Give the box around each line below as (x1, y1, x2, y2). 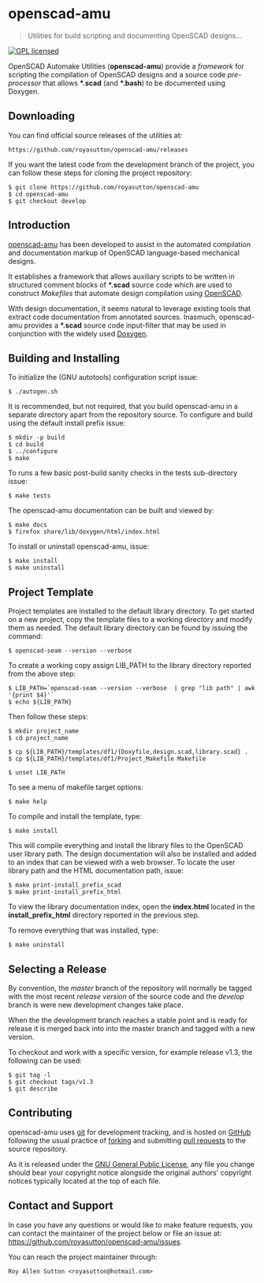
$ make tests (8, 492, 51, 500)
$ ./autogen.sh (8, 388, 58, 396)
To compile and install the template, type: (8, 812, 143, 821)
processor (8, 78, 42, 88)
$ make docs (8, 521, 47, 529)
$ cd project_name (8, 734, 69, 742)
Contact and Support (8, 1199, 113, 1213)
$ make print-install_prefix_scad (8, 881, 122, 889)
